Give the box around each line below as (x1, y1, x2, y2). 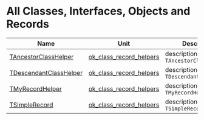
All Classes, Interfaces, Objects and (6, 4, 191, 18)
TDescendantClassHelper (9, 68, 83, 77)
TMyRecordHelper (9, 84, 62, 93)
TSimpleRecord (9, 101, 53, 109)
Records (6, 17, 50, 31)
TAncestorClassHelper (9, 52, 74, 61)
